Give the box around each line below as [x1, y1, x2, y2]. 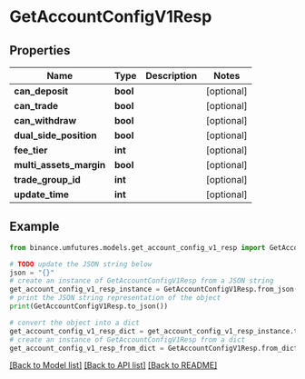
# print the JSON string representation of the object [9, 294, 221, 303]
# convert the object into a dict [9, 318, 141, 327]
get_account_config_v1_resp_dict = [9, 326, 144, 335]
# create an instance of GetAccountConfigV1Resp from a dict [9, 334, 246, 344]
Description [144, 70, 198, 82]
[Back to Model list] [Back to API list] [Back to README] [9, 360, 218, 371]
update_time [14, 188, 70, 201]
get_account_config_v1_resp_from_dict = [9, 344, 165, 353]
